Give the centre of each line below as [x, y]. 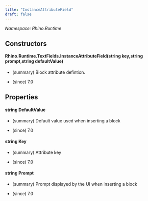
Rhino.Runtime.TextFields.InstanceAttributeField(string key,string [74, 56]
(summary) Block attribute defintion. [49, 72]
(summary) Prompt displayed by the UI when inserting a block [74, 184]
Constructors [26, 43]
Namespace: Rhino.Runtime [33, 28]
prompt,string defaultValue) [34, 61]
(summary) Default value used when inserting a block [66, 120]
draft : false [18, 14]
